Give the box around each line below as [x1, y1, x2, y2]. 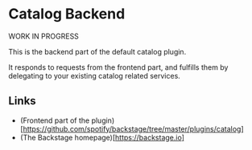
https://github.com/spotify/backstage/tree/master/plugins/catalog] [23, 124, 244, 133]
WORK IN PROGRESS [8, 31, 79, 41]
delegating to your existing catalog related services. [8, 71, 181, 80]
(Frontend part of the [19, 116, 90, 125]
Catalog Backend [8, 5, 126, 23]
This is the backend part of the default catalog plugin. [8, 47, 187, 56]
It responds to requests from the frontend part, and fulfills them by [8, 62, 229, 72]
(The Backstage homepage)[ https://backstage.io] [19, 132, 185, 142]
